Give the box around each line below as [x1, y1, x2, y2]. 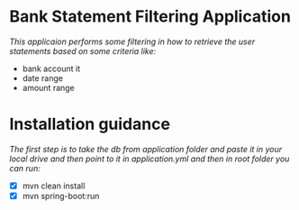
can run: [9, 162, 41, 173]
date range [22, 72, 63, 83]
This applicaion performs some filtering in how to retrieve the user [9, 36, 256, 47]
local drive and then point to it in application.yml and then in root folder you [9, 153, 290, 164]
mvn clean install [22, 180, 86, 191]
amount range [22, 82, 75, 93]
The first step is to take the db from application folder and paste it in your [9, 143, 283, 154]
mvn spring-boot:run [22, 190, 100, 201]
